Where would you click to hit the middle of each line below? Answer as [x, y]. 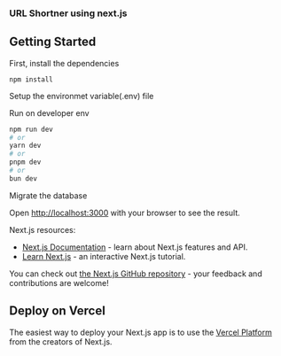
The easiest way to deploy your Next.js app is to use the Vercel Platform [141, 332]
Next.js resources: [43, 229]
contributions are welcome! [59, 282]
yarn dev [25, 146]
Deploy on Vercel [58, 311]
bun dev [23, 178]
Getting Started [53, 42]
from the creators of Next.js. [61, 341]
